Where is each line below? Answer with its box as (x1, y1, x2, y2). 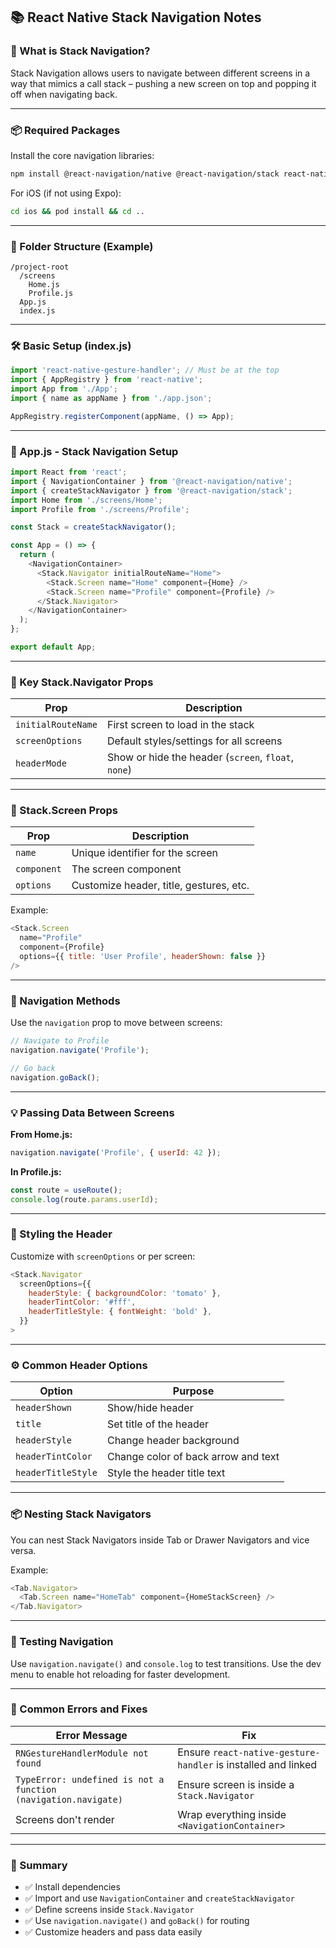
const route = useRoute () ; (10, 1185, 123, 1195)
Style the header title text (106, 1466, 226, 1480)
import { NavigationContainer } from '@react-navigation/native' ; (10, 476, 293, 486)
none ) (106, 763, 132, 777)
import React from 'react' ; (10, 467, 128, 477)
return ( (19, 550, 56, 560)
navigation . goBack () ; (10, 1072, 101, 1083)
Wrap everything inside (177, 1807, 287, 1821)
